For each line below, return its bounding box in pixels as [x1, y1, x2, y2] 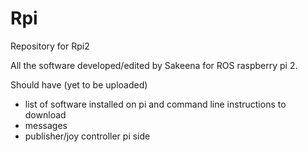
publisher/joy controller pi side [24, 130, 151, 142]
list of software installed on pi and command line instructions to [24, 98, 287, 110]
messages [24, 119, 68, 131]
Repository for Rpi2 [10, 40, 90, 52]
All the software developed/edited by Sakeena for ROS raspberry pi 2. [10, 59, 298, 71]
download [24, 108, 67, 121]
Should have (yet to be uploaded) [10, 78, 148, 91]
